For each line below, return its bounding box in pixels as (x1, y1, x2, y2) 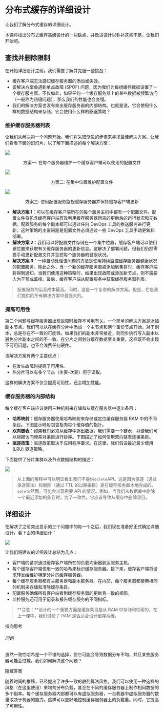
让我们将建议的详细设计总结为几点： (5, 549, 78, 555)
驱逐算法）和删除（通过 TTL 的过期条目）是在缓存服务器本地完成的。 (17, 482, 156, 488)
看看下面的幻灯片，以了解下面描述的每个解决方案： (9, 140, 112, 146)
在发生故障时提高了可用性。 (12, 363, 68, 369)
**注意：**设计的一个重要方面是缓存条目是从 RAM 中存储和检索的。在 (17, 607, 158, 613)
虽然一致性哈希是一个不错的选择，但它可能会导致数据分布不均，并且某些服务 (5, 651, 159, 657)
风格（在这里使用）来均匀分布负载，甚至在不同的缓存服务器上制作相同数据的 (5, 684, 159, 690)
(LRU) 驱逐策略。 (12, 446, 47, 452)
